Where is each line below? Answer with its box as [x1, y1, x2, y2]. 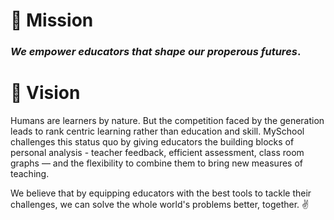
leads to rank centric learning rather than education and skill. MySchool [10, 125, 305, 138]
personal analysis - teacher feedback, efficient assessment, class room [10, 147, 305, 159]
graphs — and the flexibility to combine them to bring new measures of [10, 157, 303, 169]
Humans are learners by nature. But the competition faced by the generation [10, 115, 325, 127]
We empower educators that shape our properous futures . [10, 45, 302, 59]
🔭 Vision [10, 82, 81, 104]
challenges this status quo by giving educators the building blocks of [10, 136, 295, 148]
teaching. [10, 168, 50, 180]
